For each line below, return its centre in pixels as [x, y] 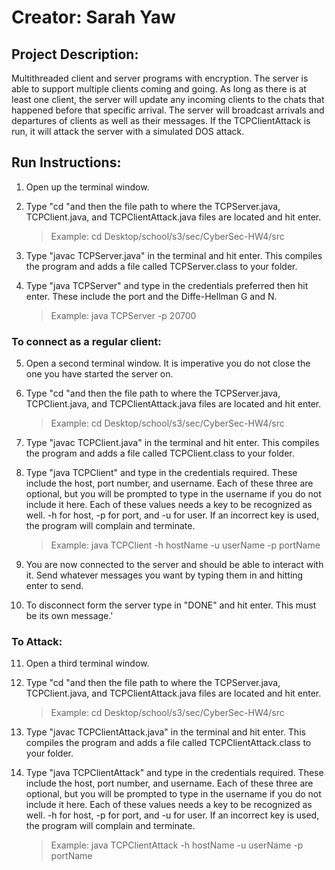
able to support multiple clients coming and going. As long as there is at [159, 89]
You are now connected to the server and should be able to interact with [174, 565]
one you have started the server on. [99, 374]
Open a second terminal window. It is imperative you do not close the [168, 363]
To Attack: [37, 642]
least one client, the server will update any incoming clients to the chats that [168, 99]
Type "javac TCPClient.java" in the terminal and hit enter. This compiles [172, 443]
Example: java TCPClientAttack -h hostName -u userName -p [177, 845]
